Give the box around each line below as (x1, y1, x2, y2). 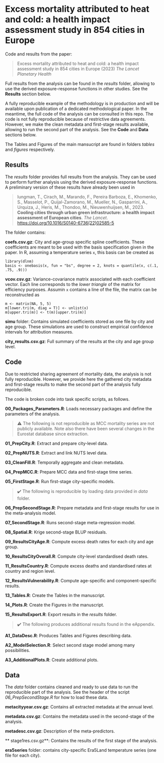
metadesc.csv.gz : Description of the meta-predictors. (5, 728, 115, 734)
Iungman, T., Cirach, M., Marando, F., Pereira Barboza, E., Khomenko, (17, 194, 158, 199)
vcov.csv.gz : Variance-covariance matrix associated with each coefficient (5, 276, 156, 282)
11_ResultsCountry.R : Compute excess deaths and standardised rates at (5, 563, 152, 568)
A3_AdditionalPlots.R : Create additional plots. (5, 657, 99, 663)
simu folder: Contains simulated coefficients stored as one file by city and (5, 318, 154, 324)
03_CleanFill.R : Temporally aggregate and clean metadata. (5, 459, 124, 465)
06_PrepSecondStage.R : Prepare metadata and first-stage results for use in (5, 505, 159, 510)
